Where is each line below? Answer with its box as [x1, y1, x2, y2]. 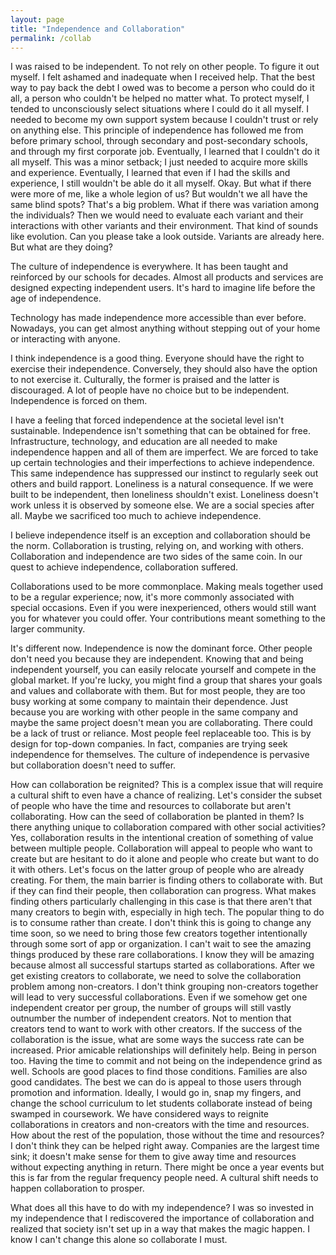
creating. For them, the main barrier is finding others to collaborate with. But [10, 874, 323, 886]
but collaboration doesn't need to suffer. [10, 759, 177, 771]
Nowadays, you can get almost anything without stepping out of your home [10, 322, 321, 335]
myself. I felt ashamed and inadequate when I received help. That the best [10, 71, 316, 83]
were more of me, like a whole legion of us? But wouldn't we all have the [10, 188, 308, 200]
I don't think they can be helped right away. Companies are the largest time [10, 1140, 320, 1152]
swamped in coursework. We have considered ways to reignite [10, 1108, 270, 1120]
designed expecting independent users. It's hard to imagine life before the [10, 282, 316, 294]
